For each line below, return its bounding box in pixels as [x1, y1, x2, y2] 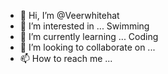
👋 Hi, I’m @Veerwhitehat [19, 10, 120, 21]
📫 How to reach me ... [19, 53, 113, 64]
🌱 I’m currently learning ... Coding [19, 31, 159, 42]
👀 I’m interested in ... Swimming [19, 20, 150, 32]
